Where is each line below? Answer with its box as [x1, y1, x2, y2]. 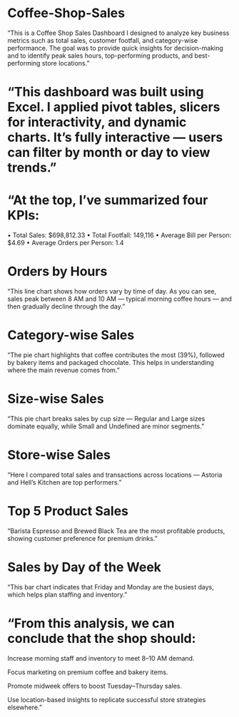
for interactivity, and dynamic [7, 114, 187, 130]
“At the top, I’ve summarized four [7, 192, 208, 208]
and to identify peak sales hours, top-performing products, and [7, 51, 193, 60]
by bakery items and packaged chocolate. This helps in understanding [7, 358, 214, 366]
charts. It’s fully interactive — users [7, 130, 223, 145]
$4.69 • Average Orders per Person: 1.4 [7, 239, 124, 247]
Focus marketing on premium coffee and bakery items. [7, 668, 168, 676]
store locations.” [41, 58, 90, 67]
